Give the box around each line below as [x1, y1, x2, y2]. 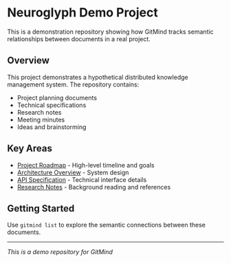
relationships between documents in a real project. [7, 34, 151, 43]
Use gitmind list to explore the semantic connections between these [7, 221, 206, 229]
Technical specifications [16, 101, 87, 109]
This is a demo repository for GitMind [7, 248, 113, 256]
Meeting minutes [16, 115, 65, 124]
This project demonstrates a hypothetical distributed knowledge [7, 73, 188, 81]
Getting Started [7, 203, 75, 214]
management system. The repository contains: [7, 80, 140, 89]
